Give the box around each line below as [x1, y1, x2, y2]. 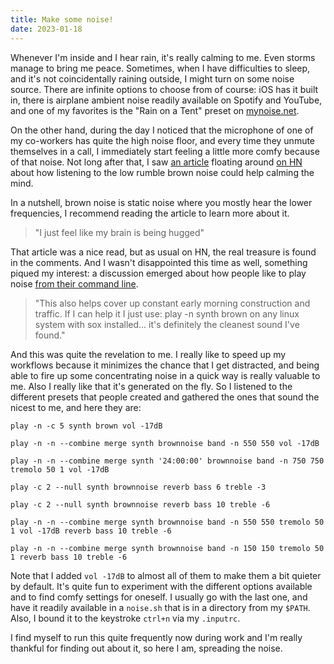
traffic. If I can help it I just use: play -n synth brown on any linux [34, 307, 300, 320]
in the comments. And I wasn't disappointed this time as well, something [10, 256, 308, 268]
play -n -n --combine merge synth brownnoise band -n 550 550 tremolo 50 [10, 517, 325, 527]
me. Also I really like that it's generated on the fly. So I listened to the [10, 380, 293, 392]
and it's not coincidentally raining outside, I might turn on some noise [10, 72, 295, 85]
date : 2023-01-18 [10, 24, 83, 34]
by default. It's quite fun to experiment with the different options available [10, 580, 313, 592]
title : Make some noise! [10, 14, 114, 25]
